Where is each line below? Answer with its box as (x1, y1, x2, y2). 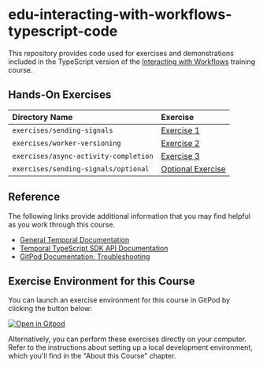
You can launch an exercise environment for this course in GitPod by (8, 295, 231, 305)
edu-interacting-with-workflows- (8, 6, 232, 24)
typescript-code (8, 22, 118, 40)
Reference (8, 190, 61, 204)
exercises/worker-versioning (12, 138, 121, 148)
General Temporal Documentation (19, 235, 130, 244)
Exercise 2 (161, 137, 200, 148)
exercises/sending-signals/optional (12, 164, 150, 173)
